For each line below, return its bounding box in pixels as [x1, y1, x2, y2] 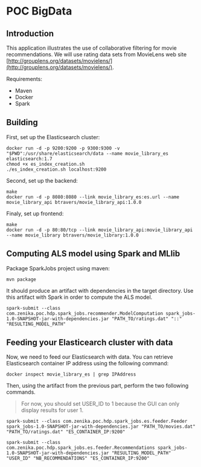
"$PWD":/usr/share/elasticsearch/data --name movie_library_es [6, 150, 169, 157]
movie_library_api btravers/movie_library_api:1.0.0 [6, 199, 142, 205]
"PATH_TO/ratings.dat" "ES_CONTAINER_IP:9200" [6, 429, 126, 435]
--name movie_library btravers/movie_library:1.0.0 [6, 232, 139, 238]
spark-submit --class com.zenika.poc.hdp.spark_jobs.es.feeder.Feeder [6, 419, 188, 425]
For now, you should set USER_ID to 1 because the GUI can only [21, 400, 180, 408]
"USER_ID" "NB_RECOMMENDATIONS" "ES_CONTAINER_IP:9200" [6, 456, 150, 462]
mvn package [6, 276, 36, 282]
